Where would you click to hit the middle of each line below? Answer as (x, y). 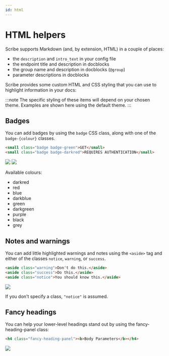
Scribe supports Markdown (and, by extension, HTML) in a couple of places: (84, 49)
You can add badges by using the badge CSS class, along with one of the (81, 133)
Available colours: (24, 173)
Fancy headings (31, 312)
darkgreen (23, 209)
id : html (14, 10)
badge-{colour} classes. (30, 138)
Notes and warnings (38, 241)
